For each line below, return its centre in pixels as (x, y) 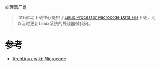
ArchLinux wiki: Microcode (39, 58)
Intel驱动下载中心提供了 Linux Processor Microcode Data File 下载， (84, 17)
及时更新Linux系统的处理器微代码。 (57, 24)
